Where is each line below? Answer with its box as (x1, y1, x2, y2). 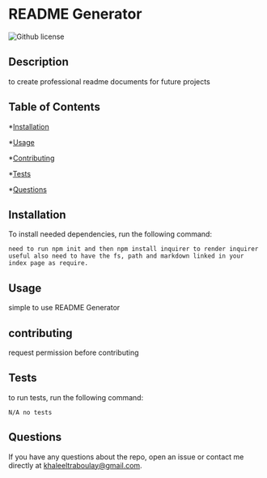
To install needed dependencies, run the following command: (8, 229, 213, 239)
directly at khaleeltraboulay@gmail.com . (8, 460, 143, 470)
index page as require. (8, 259, 89, 267)
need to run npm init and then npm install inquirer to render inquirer (8, 245, 259, 254)
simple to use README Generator (8, 303, 121, 313)
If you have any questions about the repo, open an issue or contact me (8, 451, 244, 462)
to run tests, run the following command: (8, 392, 144, 402)
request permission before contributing (8, 348, 139, 357)
